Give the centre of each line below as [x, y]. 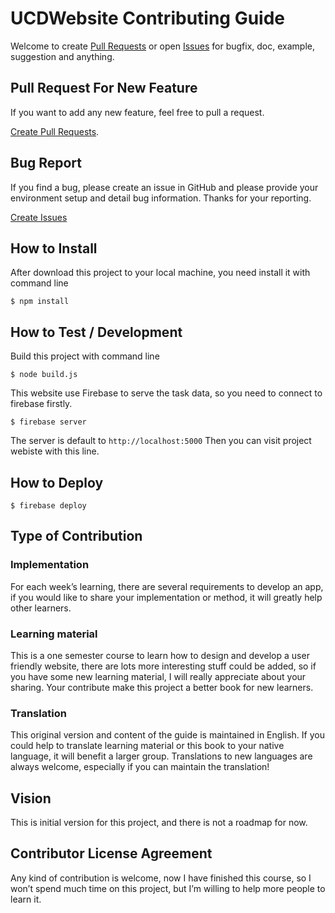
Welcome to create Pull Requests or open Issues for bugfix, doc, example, [162, 46]
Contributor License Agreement [111, 853]
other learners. [41, 608]
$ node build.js [44, 375]
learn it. [26, 899]
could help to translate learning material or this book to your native [147, 746]
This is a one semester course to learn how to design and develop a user [160, 655]
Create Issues [39, 217]
